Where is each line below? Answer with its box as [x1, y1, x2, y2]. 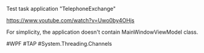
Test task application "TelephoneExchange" [6, 5, 116, 12]
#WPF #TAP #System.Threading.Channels [6, 40, 113, 47]
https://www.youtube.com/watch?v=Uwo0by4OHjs [6, 17, 135, 23]
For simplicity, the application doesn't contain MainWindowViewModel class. [6, 28, 199, 36]
